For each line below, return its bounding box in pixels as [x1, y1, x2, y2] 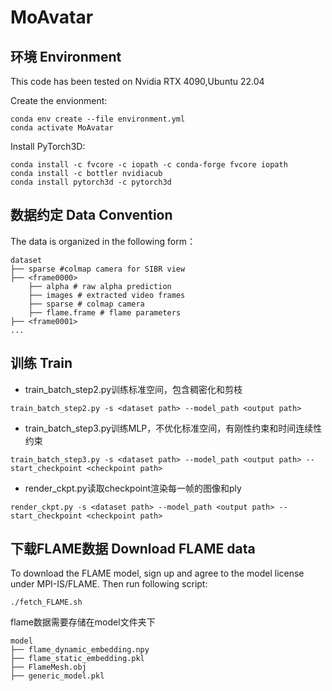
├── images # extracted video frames [28, 290, 186, 300]
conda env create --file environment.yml [10, 114, 186, 124]
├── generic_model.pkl [10, 671, 105, 681]
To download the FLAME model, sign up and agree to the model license [10, 567, 305, 580]
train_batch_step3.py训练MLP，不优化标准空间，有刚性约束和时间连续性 [24, 422, 323, 434]
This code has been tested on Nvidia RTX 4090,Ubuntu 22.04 [10, 76, 265, 87]
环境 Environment [10, 48, 122, 65]
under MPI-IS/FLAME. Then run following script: [10, 578, 208, 590]
